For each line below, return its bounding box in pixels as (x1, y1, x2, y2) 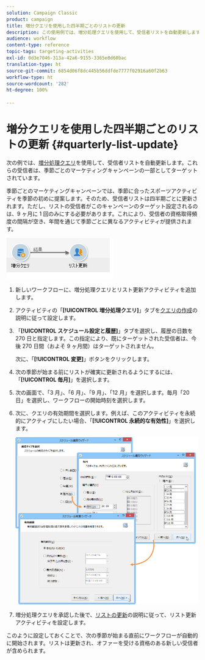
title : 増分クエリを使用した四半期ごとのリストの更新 (6, 23, 126, 29)
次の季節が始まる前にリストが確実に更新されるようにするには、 (15, 368, 176, 375)
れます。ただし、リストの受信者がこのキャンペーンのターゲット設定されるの (6, 202, 198, 210)
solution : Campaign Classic (6, 10, 78, 16)
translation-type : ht (6, 61, 62, 67)
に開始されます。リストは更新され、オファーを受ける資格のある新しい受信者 (6, 639, 198, 647)
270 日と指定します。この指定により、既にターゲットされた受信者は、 (15, 334, 192, 342)
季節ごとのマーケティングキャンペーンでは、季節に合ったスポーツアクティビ (6, 187, 198, 195)
